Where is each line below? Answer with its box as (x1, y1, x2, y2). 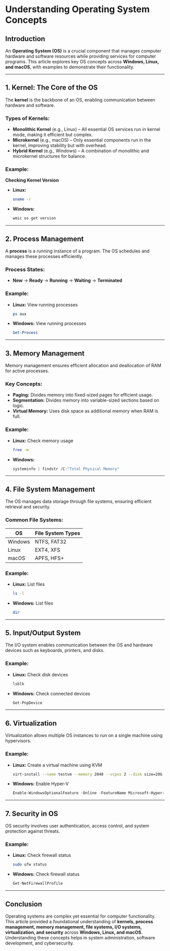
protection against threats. (5, 828, 60, 834)
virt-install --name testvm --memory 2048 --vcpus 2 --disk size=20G (12, 771, 163, 777)
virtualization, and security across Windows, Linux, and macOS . (5, 929, 143, 935)
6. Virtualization (5, 719, 57, 727)
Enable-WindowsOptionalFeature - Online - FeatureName (12, 791, 126, 796)
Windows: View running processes (12, 320, 87, 327)
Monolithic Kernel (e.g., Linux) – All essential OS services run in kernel (12, 126, 160, 133)
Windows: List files (12, 600, 54, 606)
